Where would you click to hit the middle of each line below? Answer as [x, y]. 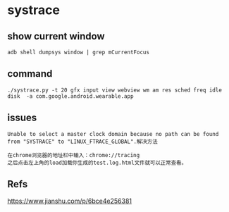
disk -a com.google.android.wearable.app [70, 96]
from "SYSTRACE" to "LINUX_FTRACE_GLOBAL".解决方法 [83, 142]
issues [22, 118]
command [30, 74]
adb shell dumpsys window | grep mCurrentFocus [79, 52]
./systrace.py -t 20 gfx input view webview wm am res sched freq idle [114, 90]
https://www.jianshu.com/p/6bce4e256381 [70, 201]
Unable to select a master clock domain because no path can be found [113, 134]
